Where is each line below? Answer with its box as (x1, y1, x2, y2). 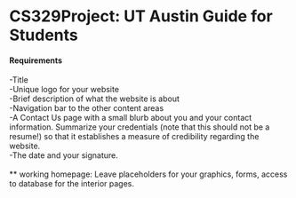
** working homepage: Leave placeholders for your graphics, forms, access (9, 169, 288, 179)
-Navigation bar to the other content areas (9, 103, 164, 114)
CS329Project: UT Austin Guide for (9, 6, 273, 27)
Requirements (9, 55, 63, 66)
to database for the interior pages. (9, 178, 135, 189)
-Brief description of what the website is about (9, 93, 180, 104)
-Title (9, 75, 28, 85)
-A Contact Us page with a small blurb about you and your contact (9, 113, 252, 123)
